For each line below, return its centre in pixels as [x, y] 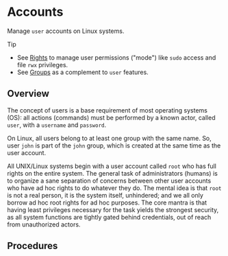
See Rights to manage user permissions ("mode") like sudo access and [116, 57]
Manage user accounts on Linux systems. [66, 31]
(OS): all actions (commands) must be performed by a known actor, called [111, 117]
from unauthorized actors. [44, 224]
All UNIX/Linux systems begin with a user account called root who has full [112, 166]
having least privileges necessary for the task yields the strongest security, [113, 209]
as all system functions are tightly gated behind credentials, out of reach [109, 217]
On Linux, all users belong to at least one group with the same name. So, [110, 138]
